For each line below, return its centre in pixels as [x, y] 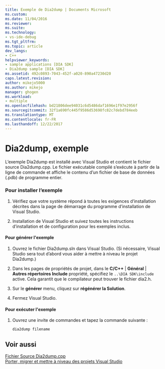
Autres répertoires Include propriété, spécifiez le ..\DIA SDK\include [83, 274]
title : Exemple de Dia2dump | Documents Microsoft [58, 10]
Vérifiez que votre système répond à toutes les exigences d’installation [84, 201]
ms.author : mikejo [24, 87]
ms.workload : [18, 96]
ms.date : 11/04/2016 [26, 19]
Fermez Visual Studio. [34, 298]
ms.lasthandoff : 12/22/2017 [34, 124]
